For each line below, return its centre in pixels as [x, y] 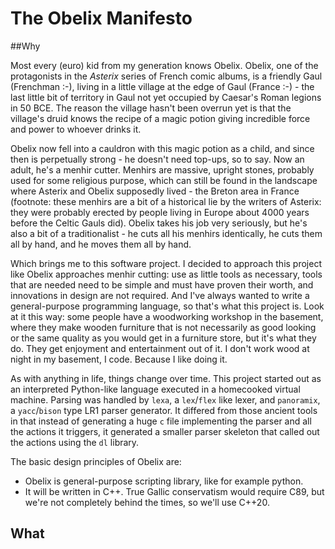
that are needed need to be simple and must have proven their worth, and [162, 284]
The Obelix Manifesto [101, 18]
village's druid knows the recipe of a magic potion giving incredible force [160, 118]
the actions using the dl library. [75, 442]
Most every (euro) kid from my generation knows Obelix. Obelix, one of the [164, 65]
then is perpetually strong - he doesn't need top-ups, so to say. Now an [157, 159]
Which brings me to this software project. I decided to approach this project [166, 263]
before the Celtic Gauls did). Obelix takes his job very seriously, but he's [159, 223]
